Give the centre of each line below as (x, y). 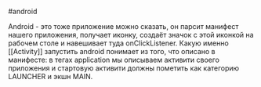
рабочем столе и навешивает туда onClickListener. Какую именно (118, 43)
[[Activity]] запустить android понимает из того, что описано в (112, 51)
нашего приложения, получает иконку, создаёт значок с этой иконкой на (131, 35)
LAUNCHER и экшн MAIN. (51, 76)
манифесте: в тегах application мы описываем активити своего (114, 60)
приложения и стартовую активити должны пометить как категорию (124, 68)
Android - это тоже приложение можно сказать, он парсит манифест (123, 26)
